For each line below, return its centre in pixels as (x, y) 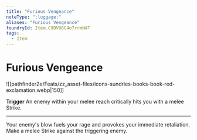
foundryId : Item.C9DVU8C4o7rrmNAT (48, 28)
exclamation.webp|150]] (35, 90)
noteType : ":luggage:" (34, 17)
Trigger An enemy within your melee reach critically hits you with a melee (95, 101)
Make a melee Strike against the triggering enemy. (67, 131)
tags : (13, 33)
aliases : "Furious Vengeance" (43, 22)
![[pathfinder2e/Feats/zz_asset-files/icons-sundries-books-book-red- (91, 84)
